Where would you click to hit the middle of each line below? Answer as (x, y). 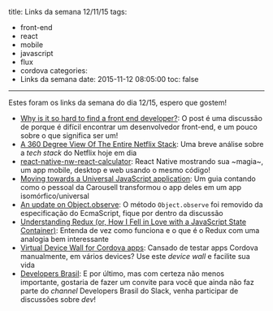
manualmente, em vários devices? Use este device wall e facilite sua (135, 256)
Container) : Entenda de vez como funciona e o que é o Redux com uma (140, 230)
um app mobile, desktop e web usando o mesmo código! (115, 170)
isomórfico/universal (54, 196)
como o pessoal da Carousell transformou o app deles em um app (131, 187)
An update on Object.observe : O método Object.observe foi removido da (141, 205)
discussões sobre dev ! (58, 299)
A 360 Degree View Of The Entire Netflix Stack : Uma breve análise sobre (142, 144)
